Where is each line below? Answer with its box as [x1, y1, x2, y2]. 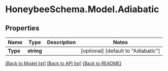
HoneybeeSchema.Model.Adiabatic [5, 4, 159, 15]
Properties [5, 24, 40, 32]
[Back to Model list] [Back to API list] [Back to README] [5, 60, 122, 66]
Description [47, 39, 76, 46]
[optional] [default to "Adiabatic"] [80, 47, 160, 54]
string [27, 47, 42, 54]
